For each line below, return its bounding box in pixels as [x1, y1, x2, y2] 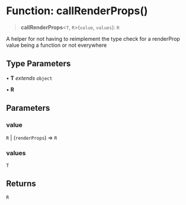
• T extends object [6, 74, 53, 81]
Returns [6, 179, 37, 189]
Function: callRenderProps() [6, 4, 148, 18]
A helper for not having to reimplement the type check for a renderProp [6, 35, 181, 42]
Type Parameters [6, 59, 71, 69]
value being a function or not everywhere [6, 41, 107, 49]
